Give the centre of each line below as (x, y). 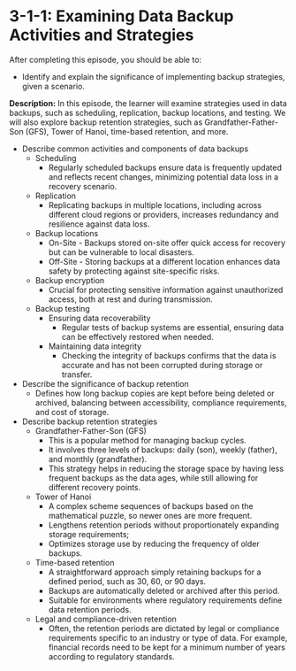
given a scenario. (53, 86)
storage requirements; (89, 534)
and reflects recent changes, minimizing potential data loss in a (163, 177)
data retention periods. (90, 609)
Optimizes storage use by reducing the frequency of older (154, 544)
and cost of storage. (72, 412)
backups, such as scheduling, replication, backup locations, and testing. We (148, 112)
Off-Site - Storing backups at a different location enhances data (164, 261)
